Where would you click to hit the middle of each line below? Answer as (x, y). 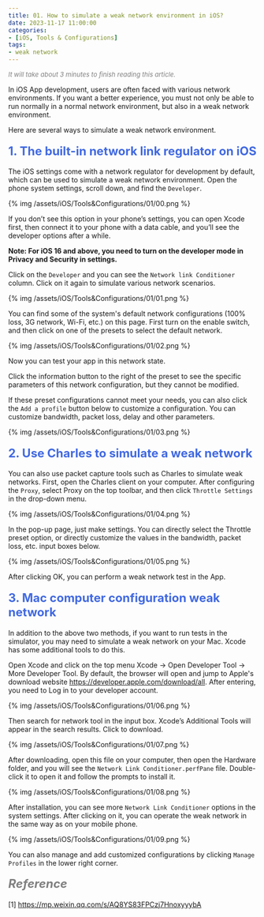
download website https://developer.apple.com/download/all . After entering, (132, 682)
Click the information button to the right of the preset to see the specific (125, 377)
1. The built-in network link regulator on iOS (132, 151)
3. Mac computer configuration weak (114, 598)
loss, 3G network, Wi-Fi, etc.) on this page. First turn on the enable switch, (129, 322)
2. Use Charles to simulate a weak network (130, 453)
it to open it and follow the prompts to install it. (100, 776)
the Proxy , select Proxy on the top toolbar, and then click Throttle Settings (131, 490)
